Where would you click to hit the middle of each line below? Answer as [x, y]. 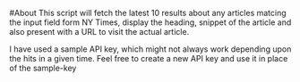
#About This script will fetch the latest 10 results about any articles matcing [148, 13]
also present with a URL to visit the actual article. [99, 32]
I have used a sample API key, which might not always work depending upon [150, 49]
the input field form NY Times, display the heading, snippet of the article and [150, 22]
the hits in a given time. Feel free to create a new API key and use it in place [149, 58]
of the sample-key [43, 68]
